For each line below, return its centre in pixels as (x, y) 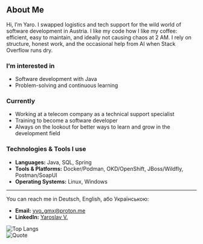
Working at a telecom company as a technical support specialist (95, 114)
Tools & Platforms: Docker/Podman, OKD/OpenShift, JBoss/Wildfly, (99, 169)
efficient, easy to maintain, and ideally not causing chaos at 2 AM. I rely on (99, 37)
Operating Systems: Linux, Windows (61, 181)
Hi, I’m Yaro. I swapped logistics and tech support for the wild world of (94, 24)
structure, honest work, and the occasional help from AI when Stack (91, 43)
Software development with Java (56, 79)
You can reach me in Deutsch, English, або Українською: (78, 199)
